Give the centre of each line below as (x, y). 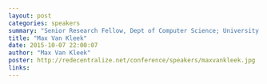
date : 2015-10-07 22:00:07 (53, 46)
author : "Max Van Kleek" (50, 53)
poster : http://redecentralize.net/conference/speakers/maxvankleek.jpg (132, 61)
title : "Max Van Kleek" (48, 38)
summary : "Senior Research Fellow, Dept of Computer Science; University (134, 30)
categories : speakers (44, 23)
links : (19, 68)
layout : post (30, 16)
